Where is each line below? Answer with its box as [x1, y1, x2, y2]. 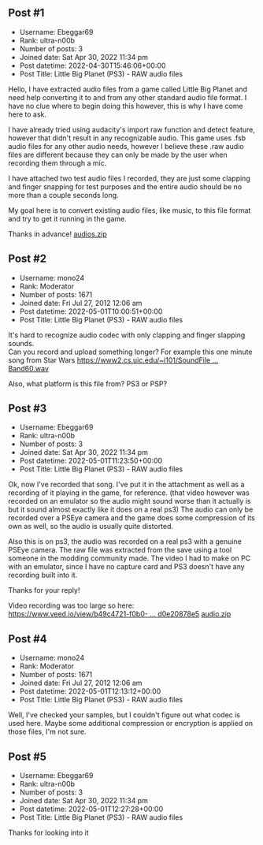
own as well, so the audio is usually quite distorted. [8, 522, 174, 531]
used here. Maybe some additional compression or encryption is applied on [8, 719, 254, 728]
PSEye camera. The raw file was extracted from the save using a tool [8, 545, 232, 555]
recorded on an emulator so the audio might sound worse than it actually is [8, 497, 251, 506]
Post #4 [8, 632, 47, 646]
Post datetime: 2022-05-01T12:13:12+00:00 [19, 687, 161, 696]
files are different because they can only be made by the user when [8, 150, 228, 159]
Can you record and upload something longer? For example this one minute [8, 347, 253, 356]
